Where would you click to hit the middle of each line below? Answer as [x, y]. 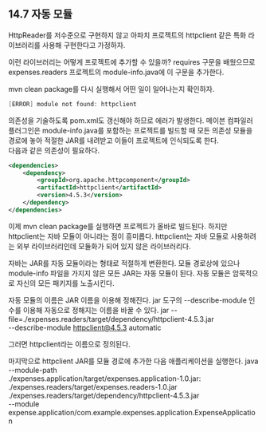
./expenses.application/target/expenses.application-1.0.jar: [105, 378]
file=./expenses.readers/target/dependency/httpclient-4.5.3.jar [111, 319]
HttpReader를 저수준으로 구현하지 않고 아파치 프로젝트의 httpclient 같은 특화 [127, 35]
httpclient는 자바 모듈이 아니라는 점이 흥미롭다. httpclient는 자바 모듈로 [119, 236]
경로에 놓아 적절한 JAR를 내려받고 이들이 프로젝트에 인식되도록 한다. [113, 140]
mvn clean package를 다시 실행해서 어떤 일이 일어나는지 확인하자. [111, 89]
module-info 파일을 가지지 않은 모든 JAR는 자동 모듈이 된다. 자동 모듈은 [119, 273]
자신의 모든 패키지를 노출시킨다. [65, 283]
